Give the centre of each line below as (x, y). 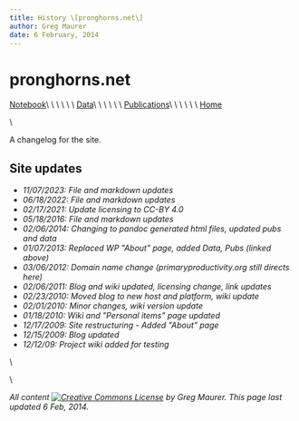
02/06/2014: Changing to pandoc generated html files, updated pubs (152, 229)
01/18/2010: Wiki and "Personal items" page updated (121, 316)
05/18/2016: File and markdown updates (98, 220)
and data (39, 239)
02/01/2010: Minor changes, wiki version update (113, 306)
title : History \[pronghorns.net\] (77, 18)
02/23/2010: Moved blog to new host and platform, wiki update (141, 297)
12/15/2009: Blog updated (71, 335)
